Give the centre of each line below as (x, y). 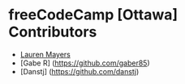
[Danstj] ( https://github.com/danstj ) (80, 71)
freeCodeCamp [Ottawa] (93, 15)
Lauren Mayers (45, 54)
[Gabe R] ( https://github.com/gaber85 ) (85, 63)
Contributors (53, 32)
